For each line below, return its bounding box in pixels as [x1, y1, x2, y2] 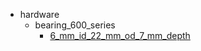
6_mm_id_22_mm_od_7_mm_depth [49, 30, 191, 41]
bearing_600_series [34, 19, 116, 31]
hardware [19, 9, 60, 20]
